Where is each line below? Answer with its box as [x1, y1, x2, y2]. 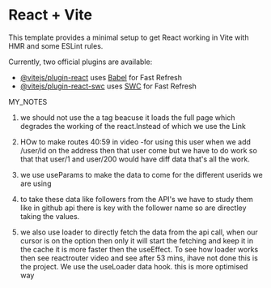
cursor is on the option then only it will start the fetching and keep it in [19, 235, 253, 245]
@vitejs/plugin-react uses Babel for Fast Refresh [19, 72, 183, 82]
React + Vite [8, 6, 93, 24]
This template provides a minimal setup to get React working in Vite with [8, 32, 249, 42]
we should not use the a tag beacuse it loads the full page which [19, 112, 235, 123]
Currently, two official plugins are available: [8, 57, 153, 67]
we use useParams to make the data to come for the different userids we [19, 170, 263, 179]
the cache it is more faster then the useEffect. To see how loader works [19, 244, 259, 254]
